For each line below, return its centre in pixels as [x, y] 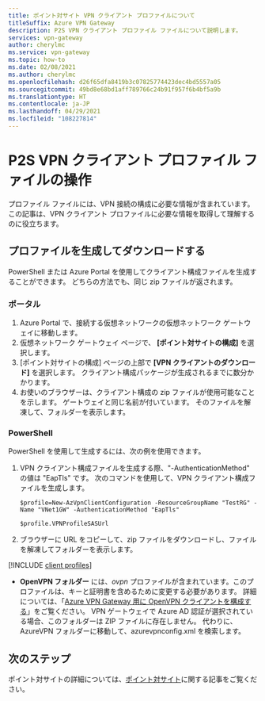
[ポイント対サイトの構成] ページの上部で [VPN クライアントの [120, 362]
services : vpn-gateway [45, 38]
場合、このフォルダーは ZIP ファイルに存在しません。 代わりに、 [132, 621]
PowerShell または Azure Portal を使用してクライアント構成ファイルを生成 [129, 271]
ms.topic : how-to [37, 60]
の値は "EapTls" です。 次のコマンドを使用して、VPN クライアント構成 [134, 478]
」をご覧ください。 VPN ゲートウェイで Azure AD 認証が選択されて [136, 611]
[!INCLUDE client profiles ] [50, 565]
